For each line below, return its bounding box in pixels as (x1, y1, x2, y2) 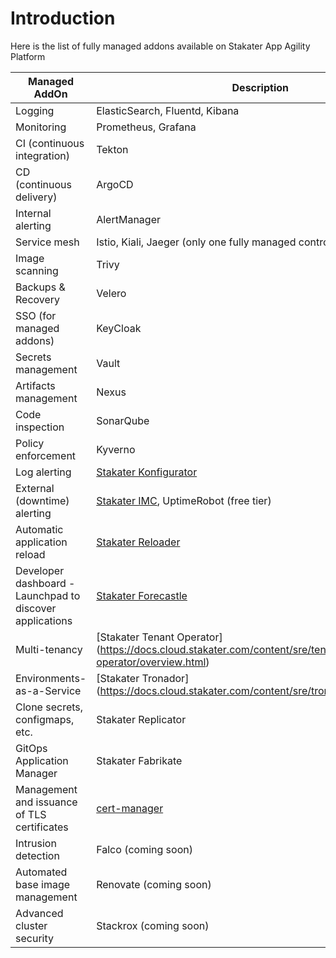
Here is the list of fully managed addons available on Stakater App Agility (10, 40, 311, 52)
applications (15, 613, 73, 627)
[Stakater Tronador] (96, 671, 190, 685)
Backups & (15, 280, 66, 294)
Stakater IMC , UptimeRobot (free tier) (96, 493, 272, 507)
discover (15, 601, 57, 615)
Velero (96, 286, 127, 300)
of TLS (15, 807, 47, 821)
